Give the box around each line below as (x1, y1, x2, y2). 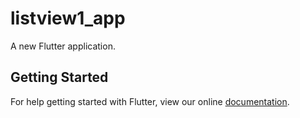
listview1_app (10, 7, 126, 30)
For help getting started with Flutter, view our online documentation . (10, 95, 290, 107)
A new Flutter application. (10, 40, 116, 52)
